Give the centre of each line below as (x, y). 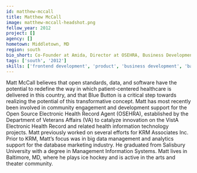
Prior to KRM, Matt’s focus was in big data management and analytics (90, 139)
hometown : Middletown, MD (38, 45)
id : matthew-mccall (30, 11)
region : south (23, 50)
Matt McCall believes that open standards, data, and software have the (91, 83)
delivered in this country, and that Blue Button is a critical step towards (91, 95)
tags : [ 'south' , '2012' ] (36, 60)
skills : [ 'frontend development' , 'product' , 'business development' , (94, 66)
